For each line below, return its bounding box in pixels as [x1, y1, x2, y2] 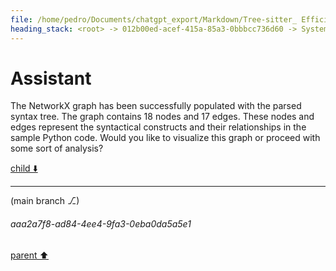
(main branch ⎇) [10, 195, 80, 207]
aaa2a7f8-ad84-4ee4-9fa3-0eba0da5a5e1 [10, 218, 192, 230]
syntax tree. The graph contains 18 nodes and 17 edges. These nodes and [10, 111, 315, 123]
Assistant [10, 67, 92, 90]
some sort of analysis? [10, 142, 104, 155]
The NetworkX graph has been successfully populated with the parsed [10, 100, 302, 112]
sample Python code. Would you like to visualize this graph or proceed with [10, 132, 321, 144]
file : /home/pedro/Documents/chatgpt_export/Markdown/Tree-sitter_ [10, 14, 298, 25]
